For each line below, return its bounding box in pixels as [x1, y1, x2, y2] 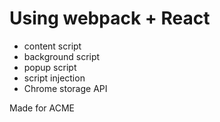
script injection [23, 72, 86, 84]
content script [23, 40, 82, 52]
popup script [23, 61, 77, 73]
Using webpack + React [9, 7, 211, 30]
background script [23, 50, 101, 62]
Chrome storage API [23, 82, 108, 94]
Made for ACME [9, 102, 76, 114]
